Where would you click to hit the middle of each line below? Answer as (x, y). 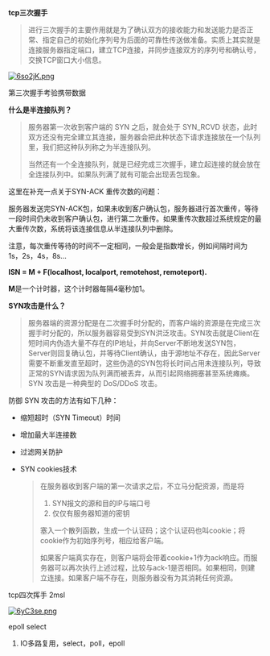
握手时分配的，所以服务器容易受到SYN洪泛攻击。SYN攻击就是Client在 (143, 333)
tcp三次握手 (28, 12)
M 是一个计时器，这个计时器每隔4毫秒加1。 (79, 289)
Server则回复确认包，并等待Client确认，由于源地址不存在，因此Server (144, 353)
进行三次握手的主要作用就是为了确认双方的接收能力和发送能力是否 (137, 30)
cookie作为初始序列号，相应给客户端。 (104, 540)
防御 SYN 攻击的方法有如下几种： (63, 401)
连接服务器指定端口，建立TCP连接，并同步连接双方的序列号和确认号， (144, 50)
